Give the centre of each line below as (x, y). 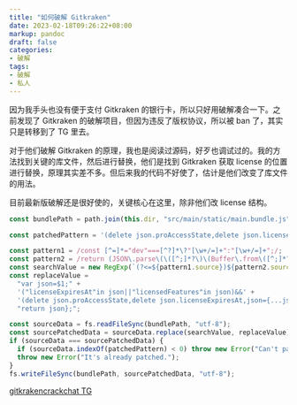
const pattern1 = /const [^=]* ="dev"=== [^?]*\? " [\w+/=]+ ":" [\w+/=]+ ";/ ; (146, 251)
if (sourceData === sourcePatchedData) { (87, 341)
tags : (19, 67)
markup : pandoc (37, 34)
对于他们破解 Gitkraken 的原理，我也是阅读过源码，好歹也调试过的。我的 (141, 150)
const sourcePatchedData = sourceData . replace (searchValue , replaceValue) (150, 332)
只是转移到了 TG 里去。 (52, 131)
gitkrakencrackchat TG (51, 391)
